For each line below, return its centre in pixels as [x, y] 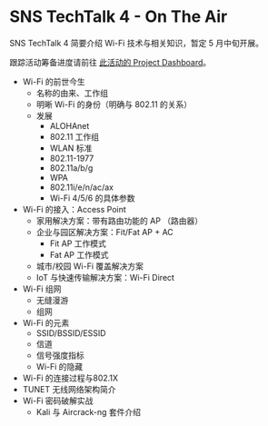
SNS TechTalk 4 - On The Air [119, 17]
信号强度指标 [60, 355]
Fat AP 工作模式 [79, 254]
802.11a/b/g [71, 168]
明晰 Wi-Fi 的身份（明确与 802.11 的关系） [114, 104]
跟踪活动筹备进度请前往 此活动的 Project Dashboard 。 [110, 62]
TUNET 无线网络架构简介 [69, 389]
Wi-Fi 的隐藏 [60, 366]
